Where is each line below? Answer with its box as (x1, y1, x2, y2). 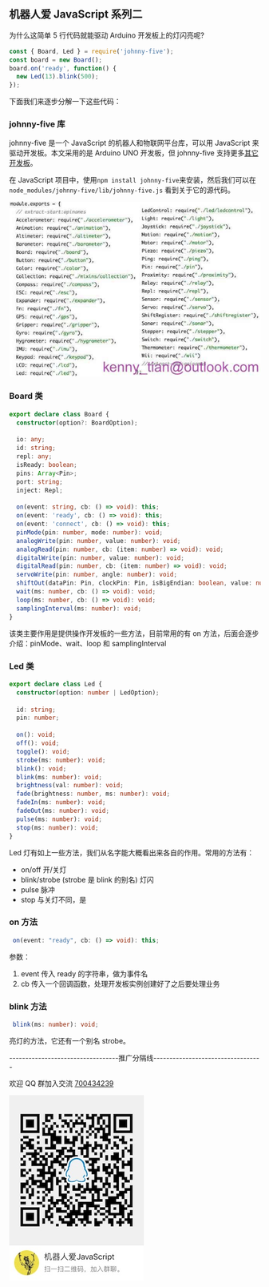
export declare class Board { (9, 410, 110, 418)
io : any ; (16, 436, 45, 444)
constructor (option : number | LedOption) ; (16, 688, 160, 697)
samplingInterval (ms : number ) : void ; (16, 604, 142, 613)
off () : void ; (16, 739, 60, 747)
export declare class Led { (9, 680, 103, 688)
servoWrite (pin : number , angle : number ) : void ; (16, 571, 178, 579)
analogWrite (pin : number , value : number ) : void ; (16, 537, 181, 545)
